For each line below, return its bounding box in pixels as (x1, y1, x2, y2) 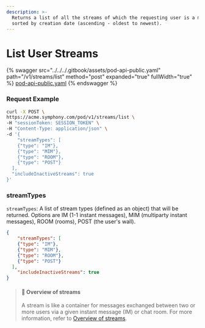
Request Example (6, 95, 59, 104)
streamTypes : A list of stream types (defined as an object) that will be (6, 205, 179, 212)
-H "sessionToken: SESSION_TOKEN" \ (6, 120, 99, 126)
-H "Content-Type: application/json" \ (6, 126, 108, 132)
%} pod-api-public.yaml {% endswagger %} (6, 80, 118, 87)
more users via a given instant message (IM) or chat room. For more (21, 308, 192, 316)
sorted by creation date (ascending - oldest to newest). (12, 20, 163, 26)
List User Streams (6, 46, 99, 60)
